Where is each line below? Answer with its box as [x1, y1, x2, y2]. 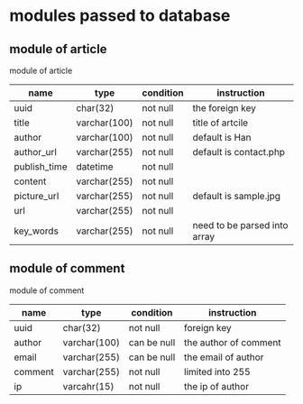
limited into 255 [183, 365, 251, 378]
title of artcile [192, 116, 249, 129]
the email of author [183, 351, 264, 363]
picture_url [14, 190, 60, 202]
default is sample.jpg [192, 190, 281, 202]
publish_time [14, 161, 68, 172]
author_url [14, 146, 57, 158]
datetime [76, 161, 115, 172]
